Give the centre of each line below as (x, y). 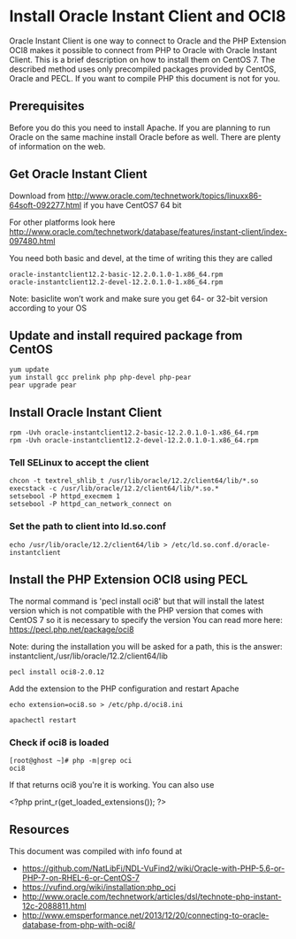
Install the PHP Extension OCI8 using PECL (129, 580)
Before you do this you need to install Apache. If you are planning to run (140, 127)
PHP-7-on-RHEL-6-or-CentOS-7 (80, 877)
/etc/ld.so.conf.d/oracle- (221, 545)
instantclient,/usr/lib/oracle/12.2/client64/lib (88, 656)
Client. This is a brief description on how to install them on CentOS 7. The (142, 59)
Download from (38, 196)
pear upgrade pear (43, 385)
